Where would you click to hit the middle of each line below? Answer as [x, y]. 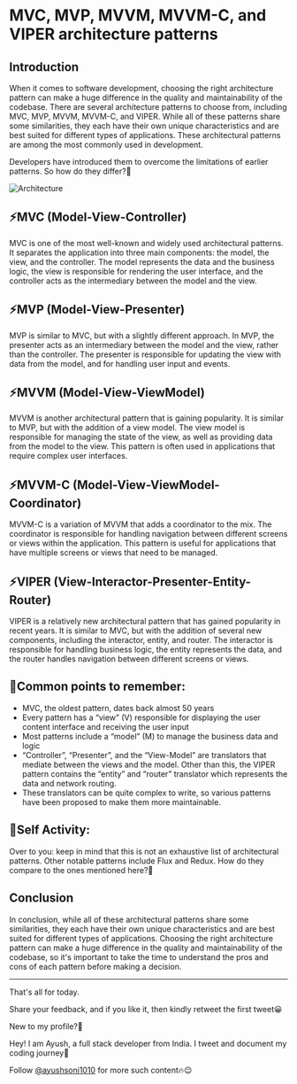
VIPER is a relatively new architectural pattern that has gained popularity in [145, 622]
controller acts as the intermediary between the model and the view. [133, 281]
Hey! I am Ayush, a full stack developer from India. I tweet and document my [148, 1043]
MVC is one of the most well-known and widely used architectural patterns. [147, 243]
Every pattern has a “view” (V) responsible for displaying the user [141, 717]
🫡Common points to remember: [97, 687]
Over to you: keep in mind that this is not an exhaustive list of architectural [144, 851]
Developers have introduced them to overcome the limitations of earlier [139, 162]
